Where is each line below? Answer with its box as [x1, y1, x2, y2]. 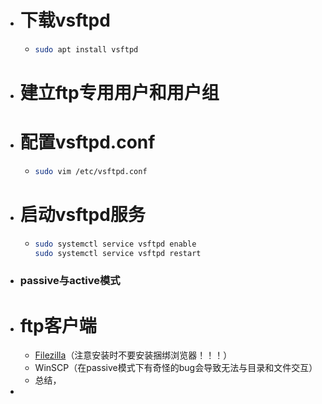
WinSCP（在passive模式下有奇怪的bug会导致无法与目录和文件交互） [34, 362, 318, 374]
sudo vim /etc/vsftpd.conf [34, 166, 148, 176]
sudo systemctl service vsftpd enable [34, 239, 197, 249]
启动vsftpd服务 [19, 204, 146, 226]
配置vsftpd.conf [19, 131, 156, 154]
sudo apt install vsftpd [34, 44, 139, 55]
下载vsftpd [19, 9, 111, 32]
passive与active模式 [19, 274, 121, 288]
